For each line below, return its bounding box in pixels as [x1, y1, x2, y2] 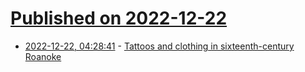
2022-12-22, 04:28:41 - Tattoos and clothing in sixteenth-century [24, 40, 295, 52]
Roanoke [24, 50, 62, 62]
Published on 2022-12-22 [10, 7, 228, 30]
